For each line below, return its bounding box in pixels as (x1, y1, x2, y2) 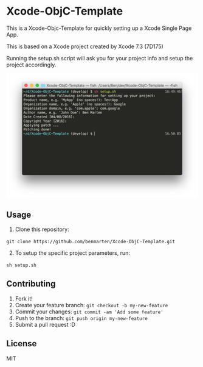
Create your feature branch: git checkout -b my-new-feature (15, 301, 168, 308)
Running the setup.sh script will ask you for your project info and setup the (6, 54, 193, 62)
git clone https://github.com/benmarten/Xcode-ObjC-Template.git (6, 239, 175, 245)
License (6, 338, 37, 349)
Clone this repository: (15, 226, 69, 233)
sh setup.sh (6, 262, 36, 269)
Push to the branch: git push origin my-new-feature (15, 314, 148, 321)
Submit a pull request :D (15, 321, 76, 328)
